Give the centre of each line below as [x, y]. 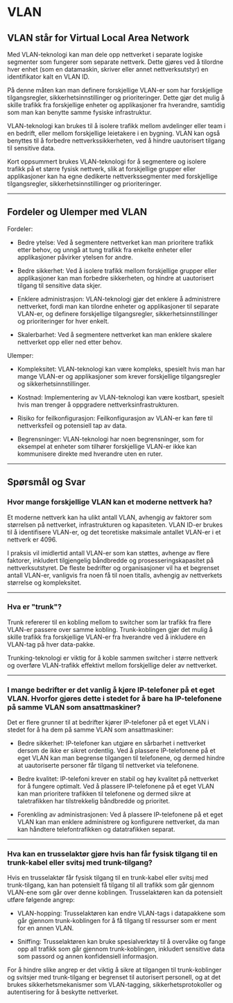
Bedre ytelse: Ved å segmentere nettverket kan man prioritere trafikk [115, 242]
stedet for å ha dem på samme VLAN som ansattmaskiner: [90, 730]
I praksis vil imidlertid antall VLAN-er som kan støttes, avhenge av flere [109, 553]
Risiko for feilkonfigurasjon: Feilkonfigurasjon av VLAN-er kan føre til [115, 418]
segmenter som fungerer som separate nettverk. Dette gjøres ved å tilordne [115, 62]
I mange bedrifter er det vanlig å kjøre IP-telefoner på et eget [111, 690]
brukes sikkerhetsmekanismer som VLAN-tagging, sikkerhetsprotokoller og [114, 985]
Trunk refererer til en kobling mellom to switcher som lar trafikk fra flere [109, 622]
